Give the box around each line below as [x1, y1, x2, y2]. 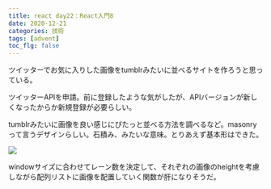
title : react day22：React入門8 [8, 11, 114, 20]
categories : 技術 [8, 27, 65, 35]
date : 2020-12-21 [8, 19, 67, 27]
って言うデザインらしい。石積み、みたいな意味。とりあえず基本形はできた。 [8, 130, 264, 140]
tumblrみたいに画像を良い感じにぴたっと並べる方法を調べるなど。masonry [8, 120, 257, 129]
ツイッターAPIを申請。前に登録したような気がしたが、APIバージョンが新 [8, 92, 251, 102]
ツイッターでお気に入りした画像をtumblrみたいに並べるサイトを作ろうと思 [8, 65, 256, 75]
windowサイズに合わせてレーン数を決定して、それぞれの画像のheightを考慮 [8, 162, 260, 172]
